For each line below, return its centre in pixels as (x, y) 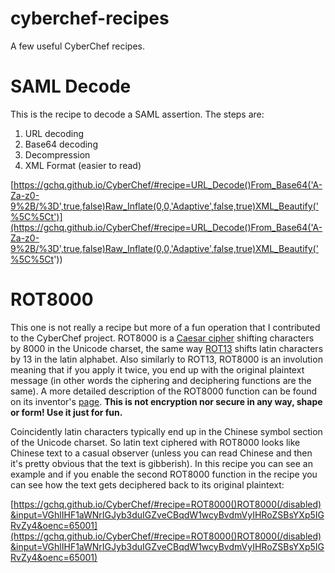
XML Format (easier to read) (83, 165)
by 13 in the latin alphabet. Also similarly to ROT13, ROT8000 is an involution (166, 359)
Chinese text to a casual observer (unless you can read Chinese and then (161, 453)
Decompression (57, 154)
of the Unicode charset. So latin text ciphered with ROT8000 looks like (155, 442)
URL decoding (54, 133)
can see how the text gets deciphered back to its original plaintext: (147, 484)
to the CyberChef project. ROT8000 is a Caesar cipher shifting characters (162, 338)
